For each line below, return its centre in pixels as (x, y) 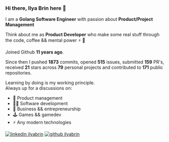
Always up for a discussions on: (39, 88)
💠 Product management (38, 98)
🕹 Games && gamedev (37, 115)
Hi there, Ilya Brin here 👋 (36, 8)
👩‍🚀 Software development (40, 104)
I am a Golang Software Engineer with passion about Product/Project (79, 19)
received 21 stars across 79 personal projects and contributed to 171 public (84, 67)
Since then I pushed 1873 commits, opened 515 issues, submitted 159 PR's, (85, 62)
